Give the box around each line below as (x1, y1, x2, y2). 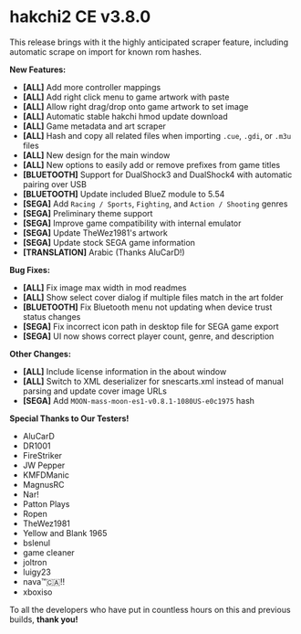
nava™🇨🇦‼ (22, 576, 66, 586)
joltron (22, 556, 47, 567)
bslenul (22, 537, 51, 548)
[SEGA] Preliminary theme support (22, 207, 153, 218)
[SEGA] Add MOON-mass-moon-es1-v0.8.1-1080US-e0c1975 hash (22, 395, 255, 406)
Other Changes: (9, 348, 71, 359)
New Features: (9, 64, 67, 75)
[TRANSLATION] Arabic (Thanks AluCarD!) (22, 247, 185, 258)
